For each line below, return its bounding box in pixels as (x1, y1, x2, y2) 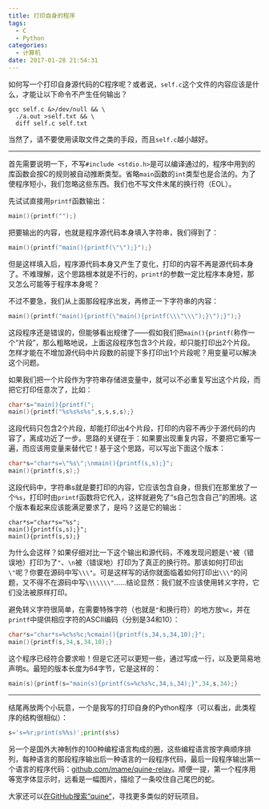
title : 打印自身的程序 (8, 11, 76, 20)
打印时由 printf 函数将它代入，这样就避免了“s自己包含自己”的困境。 (29, 493, 251, 501)
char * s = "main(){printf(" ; (8, 400, 94, 409)
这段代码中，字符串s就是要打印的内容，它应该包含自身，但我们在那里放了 (8, 482, 251, 492)
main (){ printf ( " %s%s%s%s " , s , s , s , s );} (8, 408, 134, 417)
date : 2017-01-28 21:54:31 (8, 57, 98, 65)
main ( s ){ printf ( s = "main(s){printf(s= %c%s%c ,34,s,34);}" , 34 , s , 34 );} (8, 679, 239, 687)
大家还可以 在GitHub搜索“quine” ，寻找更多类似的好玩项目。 (8, 791, 203, 801)
